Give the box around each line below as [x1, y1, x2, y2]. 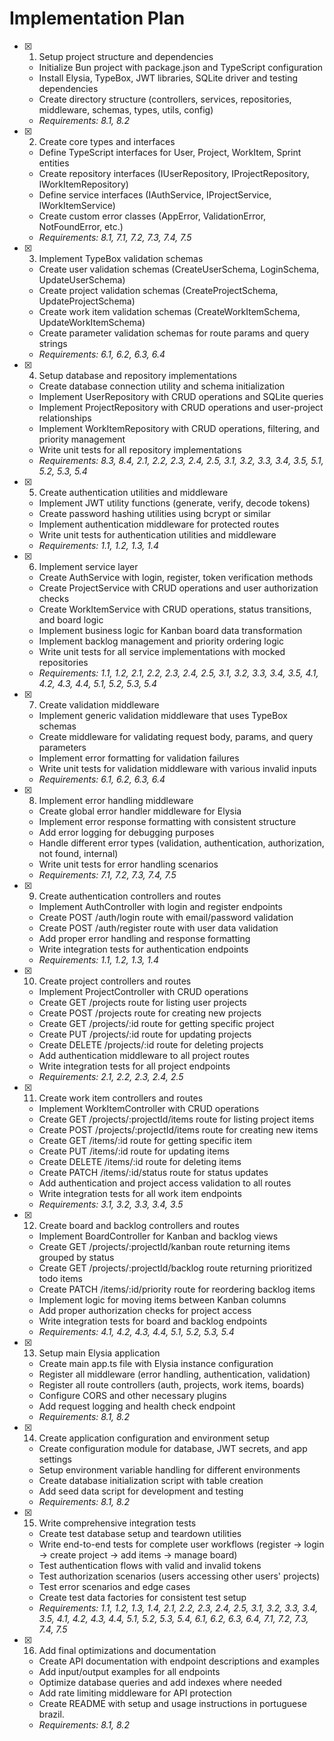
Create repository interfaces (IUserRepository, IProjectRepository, [38, 167, 310, 179]
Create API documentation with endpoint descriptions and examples [38, 1655, 320, 1667]
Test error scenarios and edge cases [38, 1580, 191, 1592]
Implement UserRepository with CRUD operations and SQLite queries [38, 390, 324, 402]
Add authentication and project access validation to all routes [38, 1177, 292, 1189]
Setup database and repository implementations [38, 369, 237, 381]
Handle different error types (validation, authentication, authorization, [38, 837, 325, 849]
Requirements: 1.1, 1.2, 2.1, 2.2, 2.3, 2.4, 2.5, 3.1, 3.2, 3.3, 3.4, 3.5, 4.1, [38, 667, 319, 679]
